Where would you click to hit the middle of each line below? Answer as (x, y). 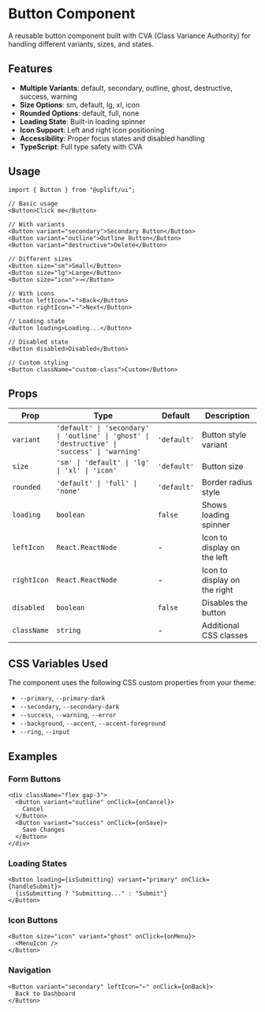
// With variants (37, 224)
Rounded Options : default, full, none (79, 113)
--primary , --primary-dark (62, 698)
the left (215, 558)
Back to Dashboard (46, 993)
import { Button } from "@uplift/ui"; (72, 190)
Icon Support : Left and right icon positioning (92, 130)
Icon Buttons (33, 920)
